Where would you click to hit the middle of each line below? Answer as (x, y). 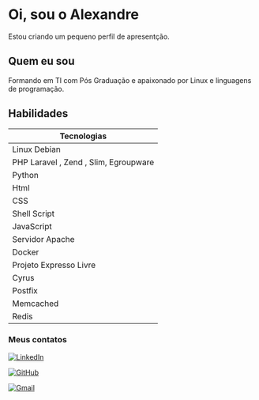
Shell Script (34, 213)
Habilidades (38, 113)
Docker (26, 252)
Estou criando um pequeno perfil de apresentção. (89, 36)
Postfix (25, 290)
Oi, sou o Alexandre (74, 15)
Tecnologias (83, 136)
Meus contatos (38, 340)
